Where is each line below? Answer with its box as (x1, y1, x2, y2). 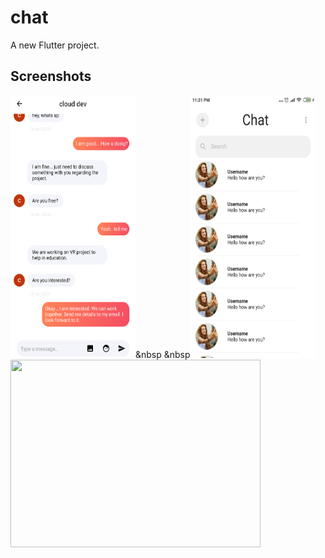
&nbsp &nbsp (135, 348, 191, 360)
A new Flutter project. (10, 39, 100, 51)
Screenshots (10, 68, 92, 85)
